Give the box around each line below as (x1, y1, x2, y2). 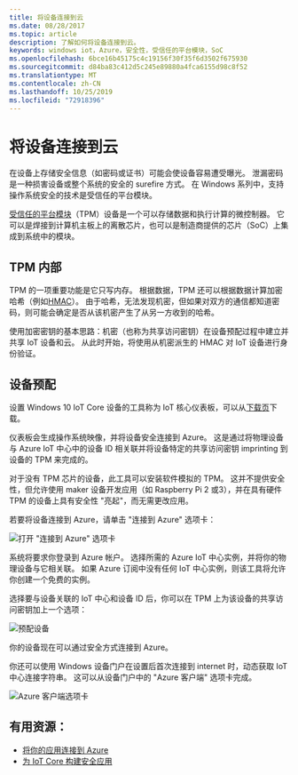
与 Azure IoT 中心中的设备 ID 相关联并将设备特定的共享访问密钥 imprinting (9, 443, 278, 453)
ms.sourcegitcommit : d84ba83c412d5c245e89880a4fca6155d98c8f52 (9, 63, 248, 72)
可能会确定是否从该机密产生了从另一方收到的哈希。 (32, 308, 219, 318)
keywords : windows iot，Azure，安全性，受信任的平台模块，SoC (9, 46, 223, 55)
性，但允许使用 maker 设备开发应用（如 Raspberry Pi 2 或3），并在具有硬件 (9, 483, 282, 494)
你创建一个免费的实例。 (9, 574, 95, 585)
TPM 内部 (9, 260, 62, 275)
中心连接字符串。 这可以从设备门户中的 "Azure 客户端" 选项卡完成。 (9, 672, 257, 683)
